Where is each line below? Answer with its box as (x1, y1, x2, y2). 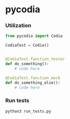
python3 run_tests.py (5, 109, 52, 114)
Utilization (5, 22, 32, 29)
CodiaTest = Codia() (5, 43, 50, 48)
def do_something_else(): (5, 80, 60, 85)
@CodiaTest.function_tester (5, 56, 65, 62)
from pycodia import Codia (5, 33, 63, 39)
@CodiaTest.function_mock (5, 75, 60, 81)
